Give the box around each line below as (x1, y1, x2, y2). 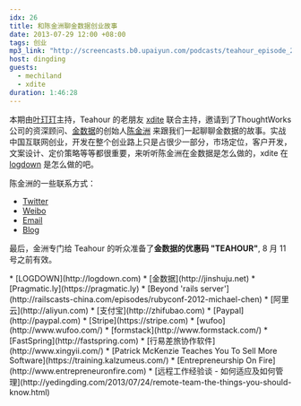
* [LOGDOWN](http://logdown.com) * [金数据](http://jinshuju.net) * (9, 272, 255, 283)
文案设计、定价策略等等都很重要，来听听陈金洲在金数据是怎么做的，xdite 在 (9, 147, 288, 158)
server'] (200, 283, 230, 294)
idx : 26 (9, 13, 39, 22)
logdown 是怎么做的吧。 (9, 159, 99, 169)
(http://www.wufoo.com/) (9, 324, 103, 335)
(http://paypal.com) (9, 315, 82, 325)
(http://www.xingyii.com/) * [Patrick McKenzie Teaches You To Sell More (9, 345, 278, 356)
